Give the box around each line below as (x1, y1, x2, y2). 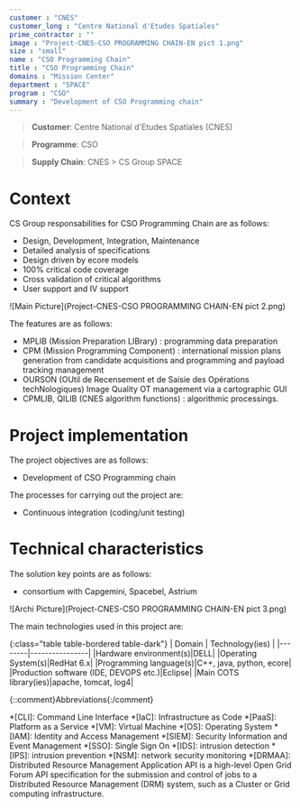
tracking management (22, 364, 105, 375)
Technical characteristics (9, 538, 205, 559)
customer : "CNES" (9, 13, 78, 23)
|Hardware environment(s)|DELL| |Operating (93, 648, 258, 659)
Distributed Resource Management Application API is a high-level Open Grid (9, 759, 292, 771)
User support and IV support (22, 283, 129, 294)
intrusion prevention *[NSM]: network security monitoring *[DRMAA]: (31, 750, 291, 761)
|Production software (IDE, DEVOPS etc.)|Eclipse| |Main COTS (9, 667, 240, 678)
